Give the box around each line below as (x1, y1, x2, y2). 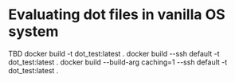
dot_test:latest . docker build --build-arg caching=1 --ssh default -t (8, 57, 228, 67)
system (8, 22, 59, 41)
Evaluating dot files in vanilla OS (8, 6, 225, 24)
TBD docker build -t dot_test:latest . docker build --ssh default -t (8, 49, 221, 58)
